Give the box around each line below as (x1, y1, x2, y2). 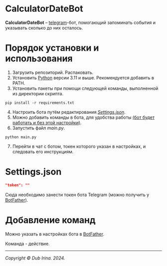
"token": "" (5, 183, 30, 188)
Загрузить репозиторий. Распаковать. (12, 69, 93, 75)
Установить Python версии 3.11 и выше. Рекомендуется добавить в (12, 74, 154, 80)
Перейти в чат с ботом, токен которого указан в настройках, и (12, 143, 146, 149)
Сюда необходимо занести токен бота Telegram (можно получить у (5, 192, 150, 198)
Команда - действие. (5, 241, 50, 247)
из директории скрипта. (12, 90, 64, 96)
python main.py (5, 134, 37, 140)
